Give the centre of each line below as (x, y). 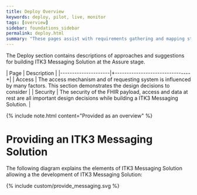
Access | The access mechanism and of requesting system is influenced (103, 79)
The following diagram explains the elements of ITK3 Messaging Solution (94, 168)
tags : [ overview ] (27, 22)
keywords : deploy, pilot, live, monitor (56, 17)
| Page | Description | (32, 73)
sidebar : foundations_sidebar (43, 28)
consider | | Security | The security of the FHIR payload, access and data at (97, 92)
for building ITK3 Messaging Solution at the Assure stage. (76, 62)
